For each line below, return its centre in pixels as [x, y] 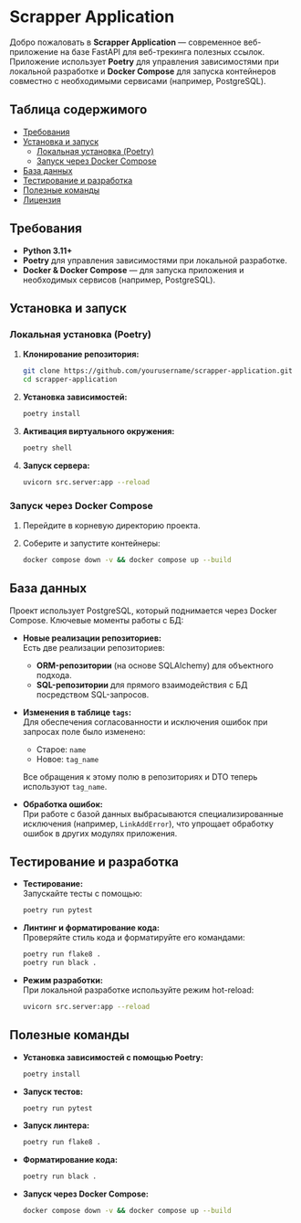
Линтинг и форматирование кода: [91, 928]
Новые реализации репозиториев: [92, 638]
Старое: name [61, 749]
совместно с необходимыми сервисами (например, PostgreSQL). [138, 80]
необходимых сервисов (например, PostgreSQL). [119, 280]
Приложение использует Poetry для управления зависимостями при [145, 61]
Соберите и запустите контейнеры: [92, 543]
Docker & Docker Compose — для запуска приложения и [133, 270]
